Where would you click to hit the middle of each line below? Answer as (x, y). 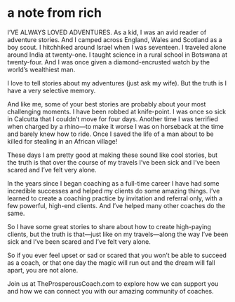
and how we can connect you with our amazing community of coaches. (110, 291)
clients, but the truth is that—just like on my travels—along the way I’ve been (118, 234)
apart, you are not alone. (43, 270)
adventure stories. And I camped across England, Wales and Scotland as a (115, 39)
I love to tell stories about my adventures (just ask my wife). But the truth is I (117, 83)
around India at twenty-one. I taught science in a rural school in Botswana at (117, 55)
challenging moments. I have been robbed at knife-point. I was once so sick (117, 111)
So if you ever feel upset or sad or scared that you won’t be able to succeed (117, 255)
